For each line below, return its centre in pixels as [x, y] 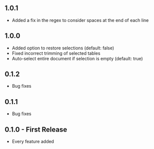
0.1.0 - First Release [36, 129]
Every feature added [33, 142]
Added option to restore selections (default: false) [63, 48]
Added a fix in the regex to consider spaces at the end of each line [80, 20]
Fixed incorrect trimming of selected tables [56, 53]
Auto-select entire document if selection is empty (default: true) [77, 58]
